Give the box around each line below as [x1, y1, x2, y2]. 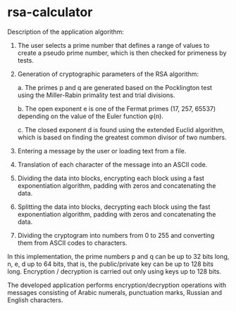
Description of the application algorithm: [7, 27, 125, 36]
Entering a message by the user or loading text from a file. [17, 146, 187, 155]
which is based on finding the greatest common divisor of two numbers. [17, 133, 227, 141]
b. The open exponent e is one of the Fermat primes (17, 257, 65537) [17, 104, 216, 113]
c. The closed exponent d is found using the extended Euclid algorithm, [17, 125, 225, 134]
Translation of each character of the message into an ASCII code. [17, 160, 208, 169]
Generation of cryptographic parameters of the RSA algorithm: [17, 70, 199, 78]
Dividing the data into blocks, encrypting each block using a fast [17, 174, 204, 182]
